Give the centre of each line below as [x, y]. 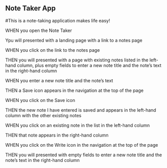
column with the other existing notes [43, 115]
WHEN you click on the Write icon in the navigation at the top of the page [82, 145]
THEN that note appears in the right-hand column [57, 135]
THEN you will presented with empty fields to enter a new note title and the [84, 155]
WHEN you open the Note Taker [39, 30]
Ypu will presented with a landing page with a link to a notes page [74, 40]
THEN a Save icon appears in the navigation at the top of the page [74, 90]
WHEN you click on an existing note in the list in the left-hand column [77, 125]
